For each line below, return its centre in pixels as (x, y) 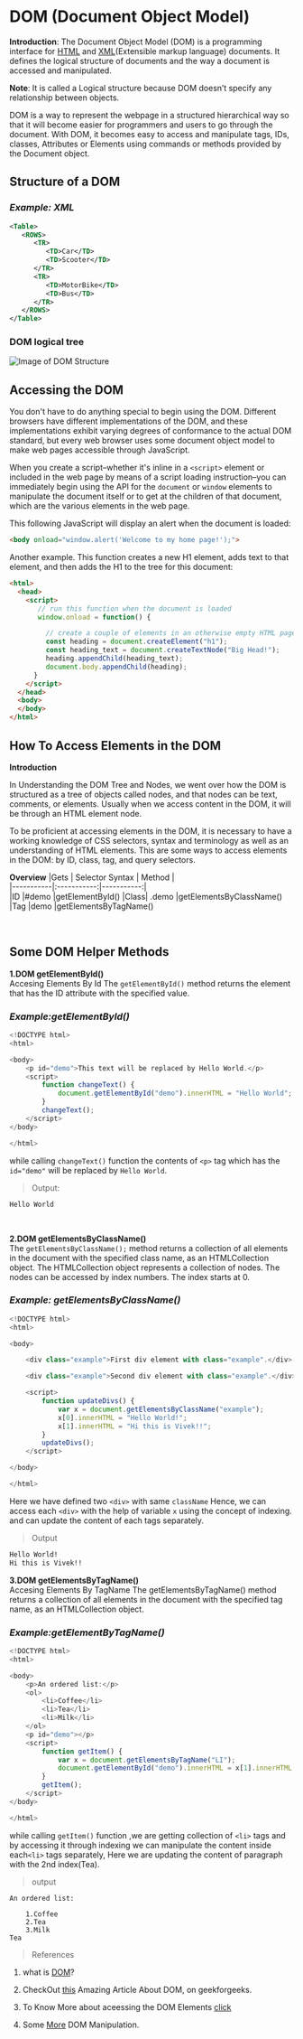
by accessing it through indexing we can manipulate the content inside (141, 1845)
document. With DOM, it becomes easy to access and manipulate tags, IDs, (150, 134)
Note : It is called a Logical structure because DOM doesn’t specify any (141, 88)
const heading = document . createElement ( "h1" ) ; (137, 642)
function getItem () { (83, 1751)
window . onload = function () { (94, 617)
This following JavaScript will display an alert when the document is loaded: (150, 524)
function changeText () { (88, 1085)
